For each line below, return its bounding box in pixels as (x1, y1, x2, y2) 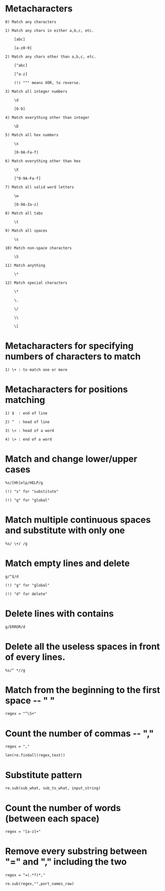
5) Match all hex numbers (5, 132, 58, 137)
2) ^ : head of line (5, 419, 50, 424)
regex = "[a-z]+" (5, 829, 41, 834)
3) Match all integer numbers (5, 89, 68, 94)
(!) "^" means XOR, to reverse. (14, 80, 81, 85)
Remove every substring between (5, 846, 147, 857)
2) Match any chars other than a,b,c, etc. (5, 54, 97, 59)
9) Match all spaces (5, 228, 48, 233)
